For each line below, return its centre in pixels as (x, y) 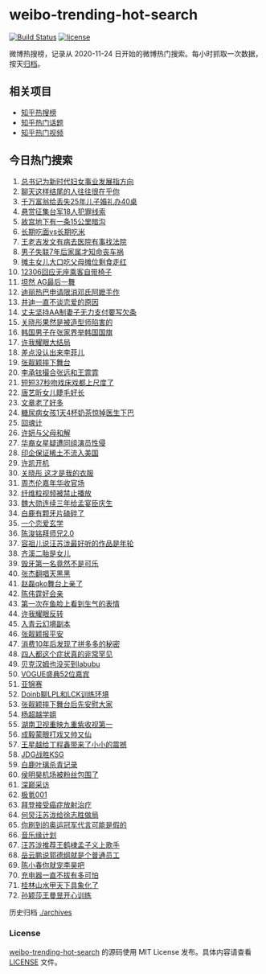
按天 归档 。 (27, 64)
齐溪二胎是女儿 (45, 553)
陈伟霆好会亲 (42, 594)
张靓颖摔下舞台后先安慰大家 (67, 704)
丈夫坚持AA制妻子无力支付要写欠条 (79, 312)
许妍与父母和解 (45, 433)
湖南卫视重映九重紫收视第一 (67, 724)
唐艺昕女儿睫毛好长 (53, 392)
